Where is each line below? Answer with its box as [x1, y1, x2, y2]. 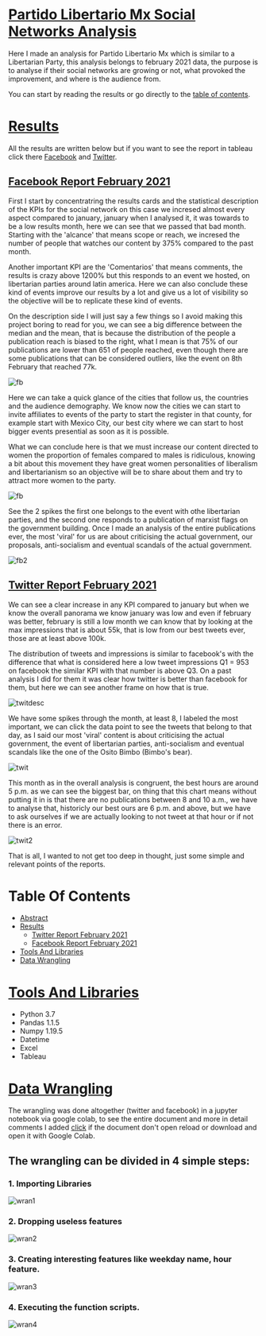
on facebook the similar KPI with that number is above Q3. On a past [8, 666, 232, 675]
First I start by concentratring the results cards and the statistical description [8, 196, 259, 206]
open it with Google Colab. [8, 1131, 95, 1141]
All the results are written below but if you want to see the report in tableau [8, 143, 253, 153]
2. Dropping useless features [8, 1215, 123, 1226]
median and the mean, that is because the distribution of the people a [8, 328, 236, 338]
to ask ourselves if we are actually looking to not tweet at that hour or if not [8, 812, 254, 821]
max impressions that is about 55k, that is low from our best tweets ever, [8, 625, 246, 635]
